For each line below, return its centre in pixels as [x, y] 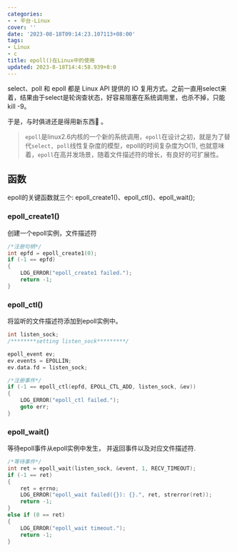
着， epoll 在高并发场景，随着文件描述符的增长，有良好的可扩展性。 [123, 154]
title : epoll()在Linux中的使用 [51, 61]
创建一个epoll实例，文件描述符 [52, 233]
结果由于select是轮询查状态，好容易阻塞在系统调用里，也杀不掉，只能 [122, 97]
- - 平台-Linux [29, 21]
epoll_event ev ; [31, 354]
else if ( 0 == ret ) [36, 515]
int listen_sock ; [33, 335]
